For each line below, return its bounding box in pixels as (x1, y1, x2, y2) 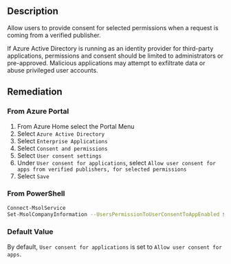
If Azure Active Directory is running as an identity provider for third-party (7, 44, 214, 52)
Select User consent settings (16, 151, 102, 160)
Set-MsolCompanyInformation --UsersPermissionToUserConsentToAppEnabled (7, 211, 220, 218)
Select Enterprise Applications (16, 136, 108, 145)
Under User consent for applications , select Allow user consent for (16, 158, 217, 167)
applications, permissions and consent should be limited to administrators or (7, 51, 223, 60)
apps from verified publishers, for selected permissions (16, 166, 187, 173)
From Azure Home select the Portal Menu (16, 122, 135, 130)
